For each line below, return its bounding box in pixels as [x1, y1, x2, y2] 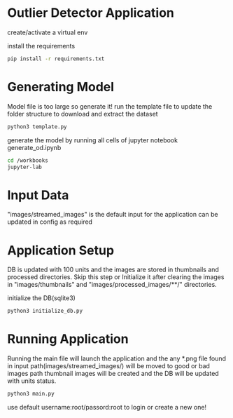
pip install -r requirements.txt [7, 55, 105, 62]
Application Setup [7, 242, 114, 258]
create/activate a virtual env [7, 28, 88, 36]
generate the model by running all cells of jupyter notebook [7, 135, 178, 144]
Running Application [7, 331, 129, 347]
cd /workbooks [7, 156, 49, 164]
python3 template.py [7, 123, 68, 130]
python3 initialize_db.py [7, 307, 83, 315]
